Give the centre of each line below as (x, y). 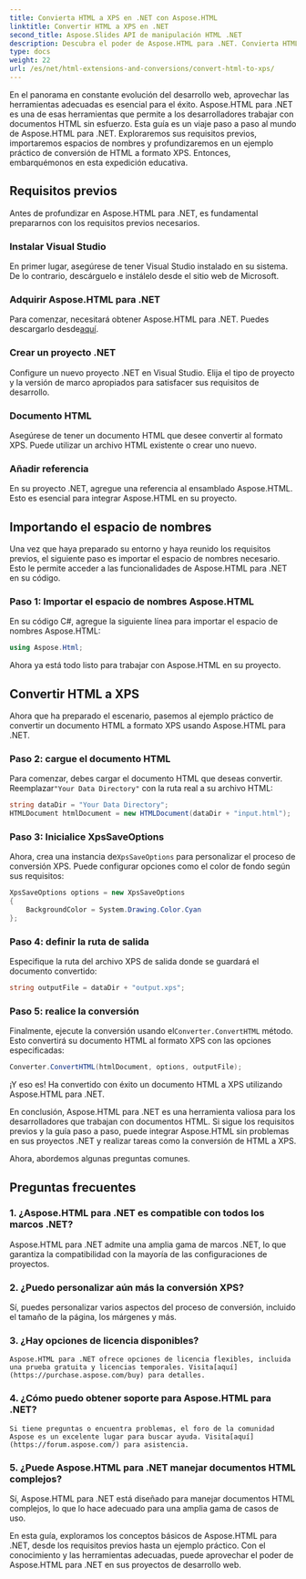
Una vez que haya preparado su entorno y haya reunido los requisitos (140, 549)
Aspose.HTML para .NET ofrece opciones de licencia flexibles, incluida (150, 1359)
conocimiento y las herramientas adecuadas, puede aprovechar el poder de (152, 1555)
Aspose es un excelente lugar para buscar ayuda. (106, 1437)
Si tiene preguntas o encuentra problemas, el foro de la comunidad (142, 1429)
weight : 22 (30, 60)
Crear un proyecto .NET (63, 353)
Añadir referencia (49, 469)
